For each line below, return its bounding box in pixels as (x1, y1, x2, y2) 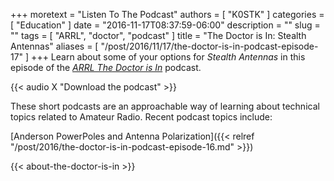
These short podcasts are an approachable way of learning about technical (10, 100, 320, 112)
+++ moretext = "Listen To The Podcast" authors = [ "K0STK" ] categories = (10, 9, 325, 20)
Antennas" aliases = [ (10, 40, 99, 52)
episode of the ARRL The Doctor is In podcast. (10, 62, 202, 73)
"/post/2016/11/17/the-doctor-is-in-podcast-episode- (100, 40, 319, 52)
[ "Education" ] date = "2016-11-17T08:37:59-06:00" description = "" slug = (10, 19, 321, 31)
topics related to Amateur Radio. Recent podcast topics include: (10, 111, 273, 123)
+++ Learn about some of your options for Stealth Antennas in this (31, 51, 306, 63)
